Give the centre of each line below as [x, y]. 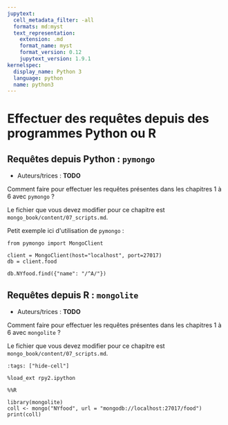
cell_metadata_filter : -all [54, 20]
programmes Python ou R [82, 133]
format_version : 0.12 [50, 53]
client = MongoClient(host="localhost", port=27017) [85, 256]
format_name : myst [46, 46]
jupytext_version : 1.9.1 [55, 59]
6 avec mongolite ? [34, 333]
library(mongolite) [35, 403]
